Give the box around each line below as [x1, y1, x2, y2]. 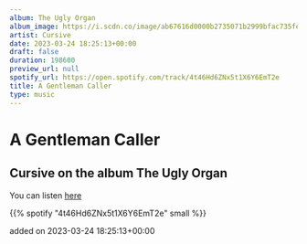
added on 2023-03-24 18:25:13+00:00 [9, 225, 155, 236]
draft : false [9, 48, 59, 57]
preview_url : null [9, 65, 79, 74]
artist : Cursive [9, 30, 71, 39]
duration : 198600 [9, 56, 76, 65]
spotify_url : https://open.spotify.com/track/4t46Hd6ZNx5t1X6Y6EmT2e [9, 73, 281, 82]
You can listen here [9, 189, 82, 201]
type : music [9, 90, 55, 99]
